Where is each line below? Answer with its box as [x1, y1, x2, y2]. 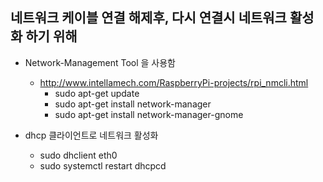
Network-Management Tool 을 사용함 [24, 56, 176, 68]
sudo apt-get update [54, 87, 140, 99]
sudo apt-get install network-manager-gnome [54, 108, 244, 120]
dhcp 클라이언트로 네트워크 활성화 [24, 129, 159, 141]
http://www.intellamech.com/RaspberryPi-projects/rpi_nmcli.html [39, 76, 309, 88]
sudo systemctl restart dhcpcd [39, 159, 167, 172]
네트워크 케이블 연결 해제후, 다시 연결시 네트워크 [10, 9, 287, 27]
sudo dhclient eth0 [39, 149, 118, 161]
